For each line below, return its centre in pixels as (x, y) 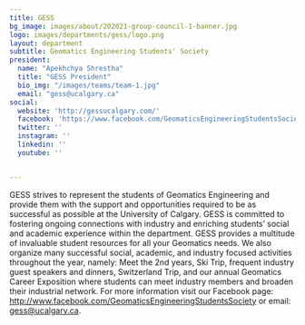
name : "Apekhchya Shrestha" (71, 69)
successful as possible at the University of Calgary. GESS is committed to (147, 213)
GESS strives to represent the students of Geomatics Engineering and (140, 194)
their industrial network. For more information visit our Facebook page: (142, 291)
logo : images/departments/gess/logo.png (87, 34)
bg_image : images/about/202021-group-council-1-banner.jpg (123, 26)
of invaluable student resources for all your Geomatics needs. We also (141, 242)
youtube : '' (40, 153)
